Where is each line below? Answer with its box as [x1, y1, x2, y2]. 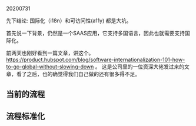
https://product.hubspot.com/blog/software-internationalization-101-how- [6, 56, 185, 63]
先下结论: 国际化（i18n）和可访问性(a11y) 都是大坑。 [6, 17, 132, 24]
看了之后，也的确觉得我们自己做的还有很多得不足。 [16, 71, 140, 77]
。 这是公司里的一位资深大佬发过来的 [95, 63, 184, 70]
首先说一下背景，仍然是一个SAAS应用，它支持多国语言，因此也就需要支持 [6, 29, 185, 37]
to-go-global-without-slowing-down [6, 63, 94, 70]
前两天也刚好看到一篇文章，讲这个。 [6, 49, 94, 57]
